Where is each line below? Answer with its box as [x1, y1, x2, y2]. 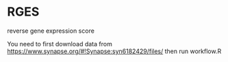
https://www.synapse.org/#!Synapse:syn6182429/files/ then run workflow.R [7, 47, 222, 55]
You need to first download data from [7, 40, 113, 48]
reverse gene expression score [7, 27, 94, 35]
